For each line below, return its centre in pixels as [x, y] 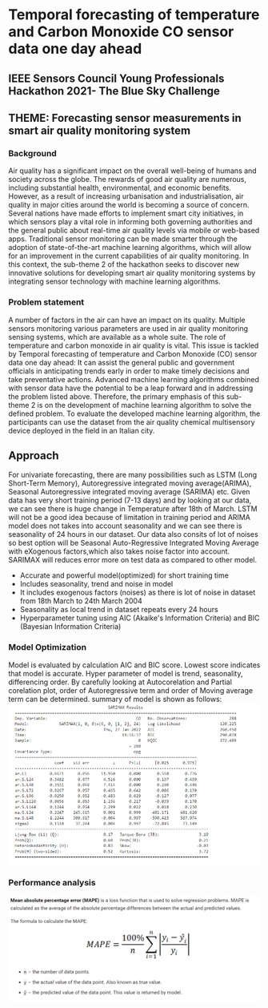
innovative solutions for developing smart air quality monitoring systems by [132, 273]
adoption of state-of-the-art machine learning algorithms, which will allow [130, 248]
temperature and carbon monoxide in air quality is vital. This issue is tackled [134, 345]
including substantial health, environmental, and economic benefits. [120, 188]
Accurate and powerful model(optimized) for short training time [124, 575]
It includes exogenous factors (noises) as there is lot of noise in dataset [138, 593]
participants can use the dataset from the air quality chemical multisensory [132, 421]
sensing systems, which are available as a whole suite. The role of [117, 337]
